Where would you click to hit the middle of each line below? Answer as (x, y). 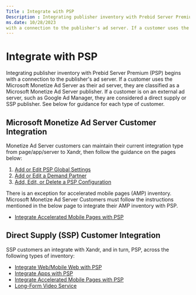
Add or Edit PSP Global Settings (52, 169)
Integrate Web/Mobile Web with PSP (58, 267)
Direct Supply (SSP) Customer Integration (83, 236)
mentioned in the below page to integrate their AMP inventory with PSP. (92, 206)
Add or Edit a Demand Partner (50, 176)
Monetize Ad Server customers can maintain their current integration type (95, 146)
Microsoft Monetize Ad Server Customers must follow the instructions (90, 199)
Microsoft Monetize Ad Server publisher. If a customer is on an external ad (95, 92)
